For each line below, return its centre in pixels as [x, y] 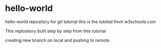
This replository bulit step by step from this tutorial [55, 31]
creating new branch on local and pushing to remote [57, 40]
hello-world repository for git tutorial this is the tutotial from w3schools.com [80, 22]
